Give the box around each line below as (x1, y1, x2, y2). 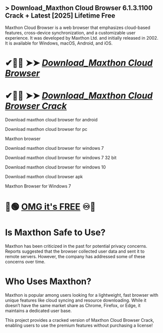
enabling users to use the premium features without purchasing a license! (5, 323, 153, 328)
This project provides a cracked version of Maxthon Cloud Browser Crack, (5, 317, 155, 323)
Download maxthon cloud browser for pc (5, 126, 88, 132)
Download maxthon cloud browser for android (5, 117, 98, 122)
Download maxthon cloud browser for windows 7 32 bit (5, 154, 117, 161)
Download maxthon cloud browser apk (5, 173, 83, 179)
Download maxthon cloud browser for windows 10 (5, 164, 106, 170)
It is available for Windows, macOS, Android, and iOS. (5, 40, 113, 46)
